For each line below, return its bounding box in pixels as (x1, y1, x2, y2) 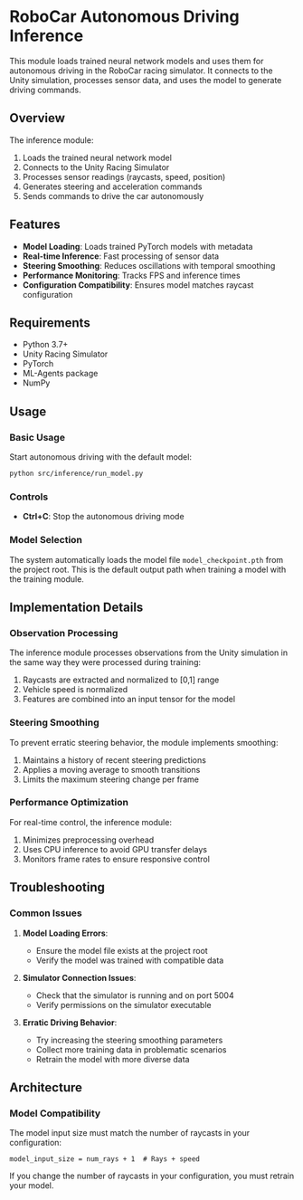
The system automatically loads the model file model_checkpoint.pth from (9, 554, 284, 565)
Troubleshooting (9, 880, 106, 895)
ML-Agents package (22, 368, 99, 379)
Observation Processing (9, 626, 118, 639)
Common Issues (9, 907, 83, 919)
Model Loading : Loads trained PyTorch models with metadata (22, 241, 253, 252)
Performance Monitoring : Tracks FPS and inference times (22, 270, 241, 281)
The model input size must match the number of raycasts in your (9, 1128, 251, 1138)
